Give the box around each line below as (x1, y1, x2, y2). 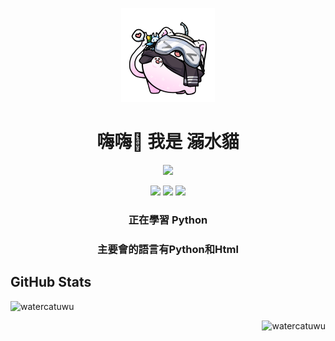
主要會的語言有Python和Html (97, 242, 239, 256)
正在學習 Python (128, 213, 208, 227)
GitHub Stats (10, 274, 92, 291)
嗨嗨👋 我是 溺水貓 (96, 131, 240, 153)
